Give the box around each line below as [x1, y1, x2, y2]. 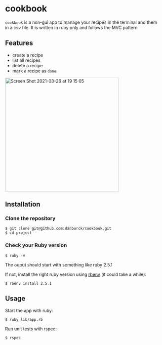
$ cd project [5, 230, 32, 235]
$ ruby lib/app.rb [5, 317, 43, 322]
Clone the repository [5, 215, 56, 222]
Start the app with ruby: [5, 307, 53, 313]
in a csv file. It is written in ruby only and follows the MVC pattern [5, 24, 138, 30]
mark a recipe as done [12, 68, 57, 74]
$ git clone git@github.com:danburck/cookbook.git [5, 226, 112, 231]
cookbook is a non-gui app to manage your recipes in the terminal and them [5, 19, 157, 25]
